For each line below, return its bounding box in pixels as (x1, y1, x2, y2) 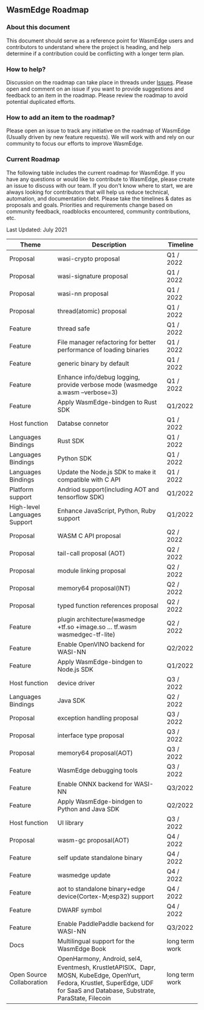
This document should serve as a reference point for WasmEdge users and (6, 36, 194, 44)
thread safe (57, 324, 90, 333)
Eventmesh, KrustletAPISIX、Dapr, (57, 963, 156, 971)
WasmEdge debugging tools (57, 766, 138, 774)
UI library (57, 818, 84, 827)
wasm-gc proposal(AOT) (57, 836, 129, 844)
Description (92, 240, 126, 248)
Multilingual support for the (57, 937, 135, 945)
